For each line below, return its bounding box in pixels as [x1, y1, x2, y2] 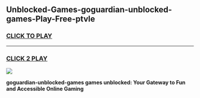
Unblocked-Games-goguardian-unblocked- [6, 5, 173, 15]
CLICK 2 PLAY [6, 54, 48, 62]
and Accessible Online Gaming [6, 85, 84, 92]
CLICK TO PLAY [6, 32, 52, 40]
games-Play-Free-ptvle [6, 14, 95, 24]
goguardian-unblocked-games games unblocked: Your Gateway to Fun [6, 78, 186, 86]
